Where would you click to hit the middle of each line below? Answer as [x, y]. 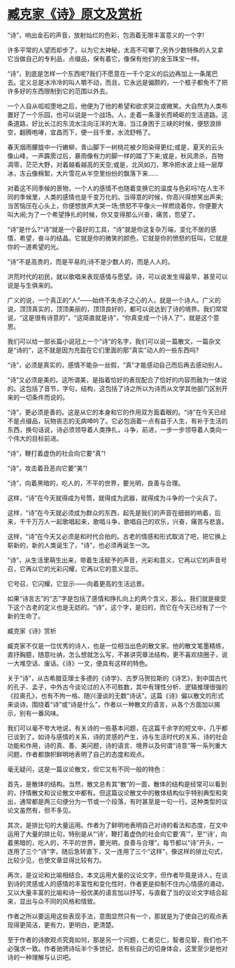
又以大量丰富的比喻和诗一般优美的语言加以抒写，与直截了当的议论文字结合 [114, 892]
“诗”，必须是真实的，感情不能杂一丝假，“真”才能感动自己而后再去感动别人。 [117, 365]
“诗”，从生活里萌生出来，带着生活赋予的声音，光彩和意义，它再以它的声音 [114, 560]
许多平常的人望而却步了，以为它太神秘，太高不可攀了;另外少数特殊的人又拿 [115, 50]
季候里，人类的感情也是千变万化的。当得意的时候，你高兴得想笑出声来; [121, 197]
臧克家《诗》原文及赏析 [75, 14]
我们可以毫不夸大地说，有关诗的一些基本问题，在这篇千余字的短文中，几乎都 [117, 728]
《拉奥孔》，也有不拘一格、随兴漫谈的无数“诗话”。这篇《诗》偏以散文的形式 [116, 695]
